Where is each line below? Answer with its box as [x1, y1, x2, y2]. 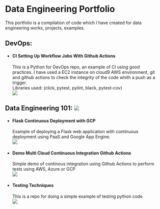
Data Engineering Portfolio [5, 3, 115, 15]
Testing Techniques [12, 182, 54, 188]
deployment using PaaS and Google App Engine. [12, 134, 110, 140]
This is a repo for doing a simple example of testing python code [12, 193, 143, 199]
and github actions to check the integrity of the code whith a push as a [12, 74, 156, 80]
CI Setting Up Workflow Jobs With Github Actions [12, 53, 116, 59]
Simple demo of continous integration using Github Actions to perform [12, 161, 155, 167]
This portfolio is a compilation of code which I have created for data [5, 20, 142, 26]
